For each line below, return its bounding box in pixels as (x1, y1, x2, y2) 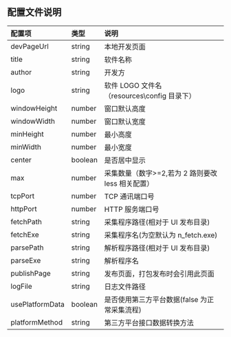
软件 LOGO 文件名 (104, 80, 162, 90)
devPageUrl (10, 41, 49, 51)
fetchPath (10, 217, 43, 226)
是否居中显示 (104, 155, 146, 165)
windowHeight (10, 103, 58, 113)
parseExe (10, 255, 41, 265)
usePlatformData (10, 299, 65, 309)
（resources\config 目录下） (104, 91, 196, 100)
